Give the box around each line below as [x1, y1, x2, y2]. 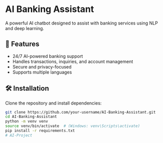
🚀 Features [5, 40, 40, 48]
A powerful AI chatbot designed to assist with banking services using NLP [5, 20, 158, 26]
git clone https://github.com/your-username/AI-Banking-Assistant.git [5, 109, 156, 114]
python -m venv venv [5, 119, 49, 124]
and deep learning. [5, 25, 44, 31]
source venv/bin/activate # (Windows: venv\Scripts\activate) [5, 123, 140, 128]
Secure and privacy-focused [12, 63, 72, 69]
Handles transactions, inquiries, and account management [12, 58, 133, 64]
